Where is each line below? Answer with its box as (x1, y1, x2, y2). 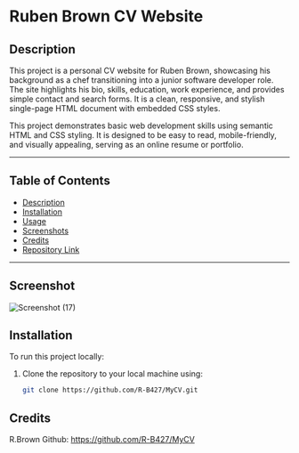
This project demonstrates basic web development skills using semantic (9, 120, 274, 131)
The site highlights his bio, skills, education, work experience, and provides (9, 85, 285, 94)
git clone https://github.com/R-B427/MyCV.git (21, 385, 198, 395)
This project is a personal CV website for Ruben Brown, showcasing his (9, 65, 271, 76)
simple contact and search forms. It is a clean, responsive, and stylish (9, 93, 265, 104)
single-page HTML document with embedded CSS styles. (9, 103, 221, 113)
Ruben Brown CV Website (9, 6, 204, 27)
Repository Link (21, 244, 80, 255)
